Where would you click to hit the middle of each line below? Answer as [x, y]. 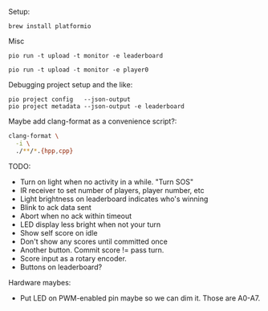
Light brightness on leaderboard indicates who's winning [114, 199]
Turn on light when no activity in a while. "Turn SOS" [107, 182]
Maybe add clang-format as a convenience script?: [93, 121]
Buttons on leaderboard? [61, 267]
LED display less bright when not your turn [90, 224]
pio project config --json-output [69, 99]
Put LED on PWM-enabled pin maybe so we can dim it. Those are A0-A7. [140, 298]
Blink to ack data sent [56, 207]
